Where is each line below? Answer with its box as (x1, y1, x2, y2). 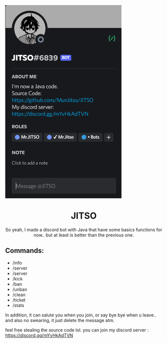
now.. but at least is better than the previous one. (33, 232, 134, 238)
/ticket (12, 297, 26, 303)
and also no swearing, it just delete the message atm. (5, 317, 115, 323)
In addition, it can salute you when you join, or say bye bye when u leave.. (5, 312, 157, 318)
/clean (12, 291, 26, 297)
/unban (12, 286, 27, 292)
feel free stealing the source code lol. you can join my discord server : (5, 327, 149, 333)
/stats (12, 302, 24, 308)
